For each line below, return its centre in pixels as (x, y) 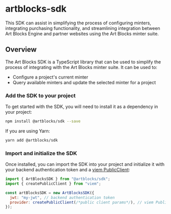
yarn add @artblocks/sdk (32, 140)
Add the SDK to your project (40, 95)
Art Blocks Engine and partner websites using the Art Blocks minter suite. (82, 33)
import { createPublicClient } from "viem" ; (53, 184)
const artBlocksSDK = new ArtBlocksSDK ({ (50, 193)
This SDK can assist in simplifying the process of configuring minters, (78, 23)
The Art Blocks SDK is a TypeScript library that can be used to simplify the (83, 62)
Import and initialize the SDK (41, 153)
